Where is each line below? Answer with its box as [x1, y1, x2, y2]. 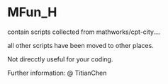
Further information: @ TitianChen [7, 68, 107, 77]
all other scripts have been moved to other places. [7, 41, 154, 49]
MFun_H [7, 4, 57, 20]
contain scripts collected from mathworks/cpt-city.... [7, 28, 161, 36]
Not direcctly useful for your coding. [7, 54, 113, 64]
